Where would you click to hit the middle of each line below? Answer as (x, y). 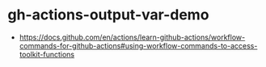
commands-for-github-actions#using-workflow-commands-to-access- (138, 45)
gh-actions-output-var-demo (108, 15)
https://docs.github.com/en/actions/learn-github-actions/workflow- (132, 37)
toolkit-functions (46, 54)
